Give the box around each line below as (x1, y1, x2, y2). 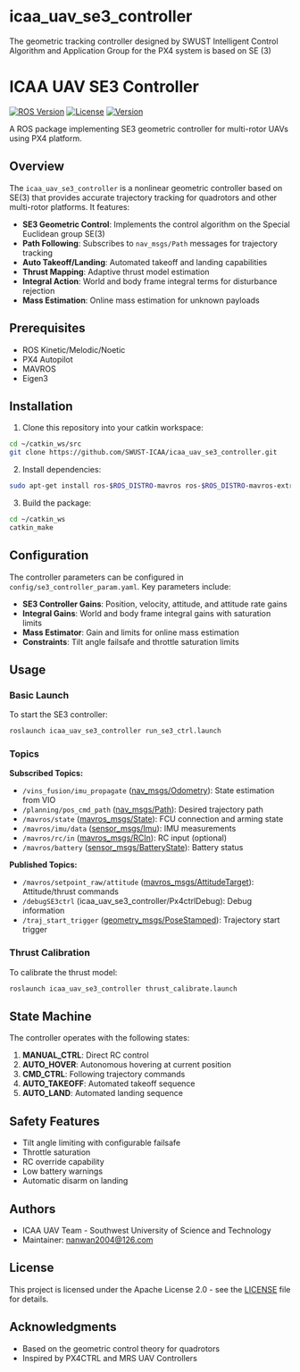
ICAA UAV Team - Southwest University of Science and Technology (21, 1225, 271, 1235)
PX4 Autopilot (21, 354, 73, 364)
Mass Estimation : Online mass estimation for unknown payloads (21, 295, 261, 305)
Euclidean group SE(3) (21, 228, 105, 238)
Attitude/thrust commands (21, 886, 119, 897)
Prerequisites (9, 321, 86, 336)
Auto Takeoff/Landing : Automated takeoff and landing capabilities (21, 256, 268, 267)
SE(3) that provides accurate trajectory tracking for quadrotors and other (9, 192, 278, 203)
